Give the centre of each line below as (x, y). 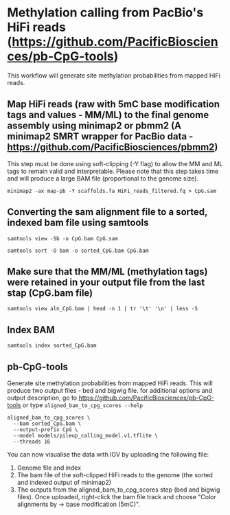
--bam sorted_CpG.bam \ (47, 424)
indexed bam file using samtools (78, 223)
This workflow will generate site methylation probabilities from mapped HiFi (114, 75)
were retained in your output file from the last (106, 282)
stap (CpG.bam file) (50, 293)
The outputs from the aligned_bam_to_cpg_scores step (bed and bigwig (118, 490)
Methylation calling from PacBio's (105, 13)
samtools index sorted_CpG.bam (52, 346)
